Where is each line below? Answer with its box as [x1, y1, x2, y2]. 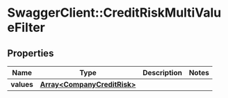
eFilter [7, 19, 45, 35]
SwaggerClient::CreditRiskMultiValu [7, 5, 222, 21]
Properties [7, 47, 54, 59]
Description [142, 68, 183, 77]
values [10, 80, 33, 89]
